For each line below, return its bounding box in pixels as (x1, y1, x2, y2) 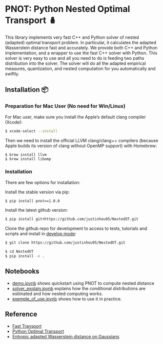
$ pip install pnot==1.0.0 (5, 198, 60, 203)
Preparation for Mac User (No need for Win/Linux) (5, 103, 126, 110)
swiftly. (5, 71, 20, 76)
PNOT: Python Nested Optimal (5, 3, 130, 15)
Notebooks (5, 267, 40, 275)
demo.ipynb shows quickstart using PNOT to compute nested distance (12, 280, 155, 286)
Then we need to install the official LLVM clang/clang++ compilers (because (5, 137, 159, 143)
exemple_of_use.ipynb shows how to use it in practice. (12, 295, 122, 302)
